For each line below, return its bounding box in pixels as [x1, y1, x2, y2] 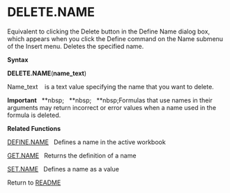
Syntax [7, 55, 29, 63]
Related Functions [7, 124, 61, 132]
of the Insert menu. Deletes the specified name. [7, 42, 144, 50]
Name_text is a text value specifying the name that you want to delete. [7, 82, 214, 91]
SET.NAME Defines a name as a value [7, 164, 120, 173]
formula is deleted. [7, 111, 61, 119]
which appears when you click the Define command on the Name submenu [7, 34, 224, 43]
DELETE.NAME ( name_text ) [7, 69, 87, 77]
